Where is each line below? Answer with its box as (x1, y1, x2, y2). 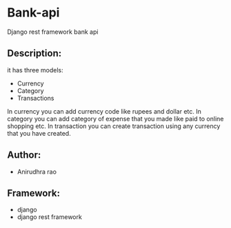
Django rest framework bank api (7, 28, 99, 36)
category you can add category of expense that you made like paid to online (7, 114, 224, 123)
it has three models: (7, 65, 63, 74)
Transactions (17, 94, 54, 102)
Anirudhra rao (17, 167, 57, 176)
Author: (7, 149, 41, 161)
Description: (7, 48, 62, 59)
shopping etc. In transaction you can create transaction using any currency (7, 122, 221, 130)
